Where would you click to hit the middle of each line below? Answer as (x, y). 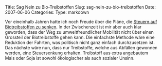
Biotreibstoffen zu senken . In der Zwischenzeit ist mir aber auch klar (73, 27)
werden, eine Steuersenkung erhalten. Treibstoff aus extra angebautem (77, 53)
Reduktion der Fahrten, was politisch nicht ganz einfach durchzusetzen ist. (80, 43)
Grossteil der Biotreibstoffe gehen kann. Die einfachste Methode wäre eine (80, 37)
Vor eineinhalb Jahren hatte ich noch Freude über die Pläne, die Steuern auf (81, 22)
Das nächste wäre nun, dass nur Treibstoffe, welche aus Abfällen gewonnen (81, 48)
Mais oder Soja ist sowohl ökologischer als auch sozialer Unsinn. (70, 58)
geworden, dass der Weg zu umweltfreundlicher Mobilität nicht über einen (80, 32)
